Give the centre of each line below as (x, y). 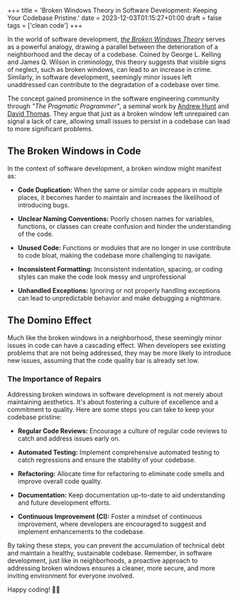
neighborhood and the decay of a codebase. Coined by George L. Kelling (114, 54)
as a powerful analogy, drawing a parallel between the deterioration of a (113, 47)
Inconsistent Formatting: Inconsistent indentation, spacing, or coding (120, 269)
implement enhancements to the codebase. (81, 531)
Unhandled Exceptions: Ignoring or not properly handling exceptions (119, 290)
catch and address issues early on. (69, 438)
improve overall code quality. (60, 481)
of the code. (36, 234)
